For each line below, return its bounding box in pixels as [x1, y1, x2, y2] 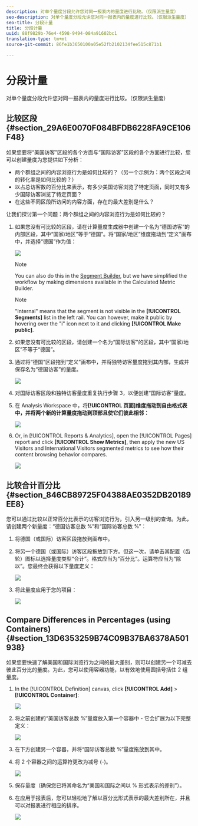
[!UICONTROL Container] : [14, 692, 80, 699]
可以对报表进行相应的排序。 [14, 802, 82, 809]
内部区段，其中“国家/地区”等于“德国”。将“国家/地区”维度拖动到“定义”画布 [14, 231, 192, 238]
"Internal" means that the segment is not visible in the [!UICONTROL [14, 307, 181, 314]
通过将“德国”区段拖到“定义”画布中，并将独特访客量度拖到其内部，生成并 [14, 358, 190, 366]
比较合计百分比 [6, 481, 61, 491]
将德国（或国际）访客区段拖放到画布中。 [14, 535, 113, 542]
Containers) [6, 624, 51, 634]
